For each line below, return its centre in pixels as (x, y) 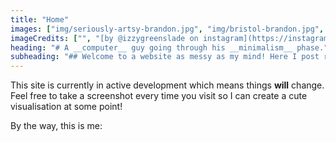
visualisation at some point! (66, 107)
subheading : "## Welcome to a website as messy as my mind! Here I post (165, 57)
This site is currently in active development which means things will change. (167, 85)
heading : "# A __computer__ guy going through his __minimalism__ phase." (169, 47)
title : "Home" (40, 19)
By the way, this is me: (56, 126)
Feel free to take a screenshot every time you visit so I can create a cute (159, 96)
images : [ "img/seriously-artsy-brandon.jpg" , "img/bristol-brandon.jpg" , (167, 29)
